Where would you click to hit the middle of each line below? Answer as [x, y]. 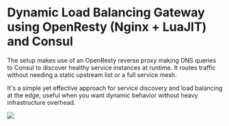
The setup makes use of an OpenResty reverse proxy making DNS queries [112, 60]
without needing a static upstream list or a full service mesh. [92, 75]
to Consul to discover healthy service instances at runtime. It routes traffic [111, 67]
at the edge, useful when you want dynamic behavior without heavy [103, 95]
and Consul [40, 42]
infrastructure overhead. [41, 102]
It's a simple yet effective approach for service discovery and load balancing [115, 88]
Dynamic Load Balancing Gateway [106, 13]
